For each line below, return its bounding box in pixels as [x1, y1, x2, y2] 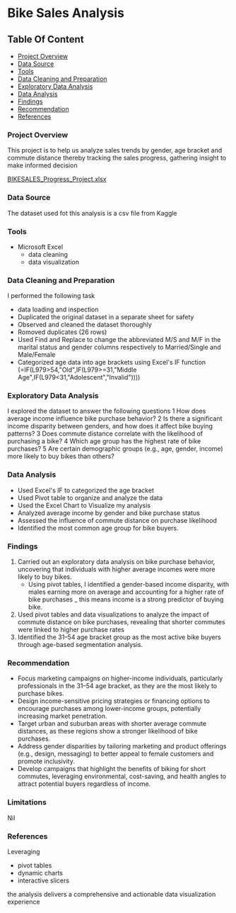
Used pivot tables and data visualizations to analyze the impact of [17, 610, 210, 619]
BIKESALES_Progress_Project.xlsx [7, 175, 107, 184]
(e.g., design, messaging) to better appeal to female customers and [17, 750, 214, 758]
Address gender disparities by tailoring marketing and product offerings [17, 742, 227, 751]
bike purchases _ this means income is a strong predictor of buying [28, 595, 224, 604]
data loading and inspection [17, 305, 99, 314]
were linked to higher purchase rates [17, 626, 125, 634]
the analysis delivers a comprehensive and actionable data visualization [7, 890, 216, 898]
